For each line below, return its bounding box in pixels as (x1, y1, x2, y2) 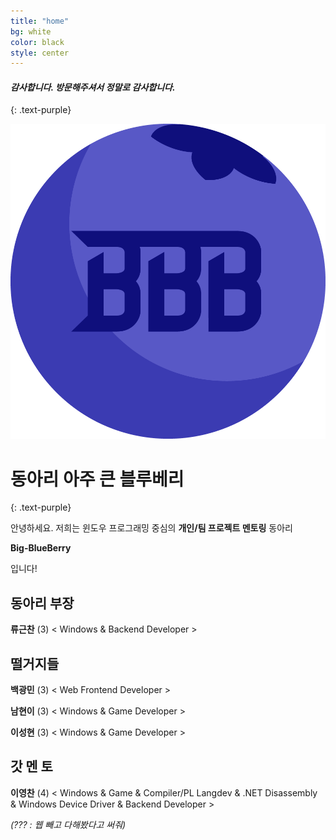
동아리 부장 (10, 595, 75, 612)
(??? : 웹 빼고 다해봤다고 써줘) (10, 818, 127, 830)
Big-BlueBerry (10, 542, 72, 554)
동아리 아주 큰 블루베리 (10, 468, 185, 490)
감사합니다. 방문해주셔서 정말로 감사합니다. (10, 81, 176, 93)
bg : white (10, 26, 52, 37)
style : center (10, 48, 70, 58)
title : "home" (10, 16, 70, 26)
